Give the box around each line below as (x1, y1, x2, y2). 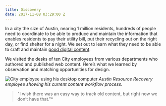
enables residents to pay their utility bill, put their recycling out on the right (5, 35, 157, 42)
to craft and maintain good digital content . (5, 46, 91, 52)
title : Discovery (5, 7, 41, 12)
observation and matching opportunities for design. (5, 66, 111, 72)
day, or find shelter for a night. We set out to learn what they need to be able (5, 41, 161, 47)
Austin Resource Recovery (98, 76, 153, 82)
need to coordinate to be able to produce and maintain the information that (5, 31, 158, 36)
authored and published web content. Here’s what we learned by (5, 61, 137, 67)
